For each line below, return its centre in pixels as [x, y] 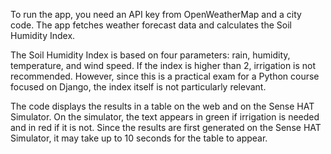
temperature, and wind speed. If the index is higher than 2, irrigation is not [163, 65]
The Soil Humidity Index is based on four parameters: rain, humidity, [150, 55]
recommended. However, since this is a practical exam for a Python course [165, 76]
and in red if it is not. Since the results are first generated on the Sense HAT [166, 127]
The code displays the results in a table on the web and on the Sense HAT [162, 106]
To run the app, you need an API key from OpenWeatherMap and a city [156, 14]
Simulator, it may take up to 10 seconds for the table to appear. [139, 138]
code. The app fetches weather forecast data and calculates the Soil [151, 25]
